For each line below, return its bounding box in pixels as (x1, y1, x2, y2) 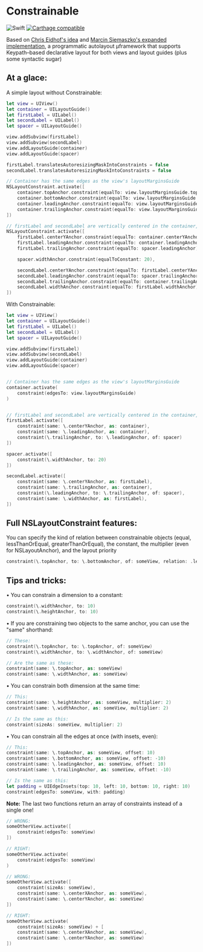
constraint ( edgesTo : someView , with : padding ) (6, 789, 126, 795)
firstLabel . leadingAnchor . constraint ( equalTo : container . (17, 240, 166, 246)
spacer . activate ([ (6, 451, 53, 457)
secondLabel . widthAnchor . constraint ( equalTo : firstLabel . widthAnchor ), (17, 284, 201, 290)
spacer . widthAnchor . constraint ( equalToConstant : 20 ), (17, 256, 155, 262)
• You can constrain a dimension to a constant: (6, 592, 123, 599)
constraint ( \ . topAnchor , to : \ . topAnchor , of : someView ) (6, 643, 153, 650)
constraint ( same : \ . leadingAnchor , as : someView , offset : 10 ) (6, 761, 166, 768)
